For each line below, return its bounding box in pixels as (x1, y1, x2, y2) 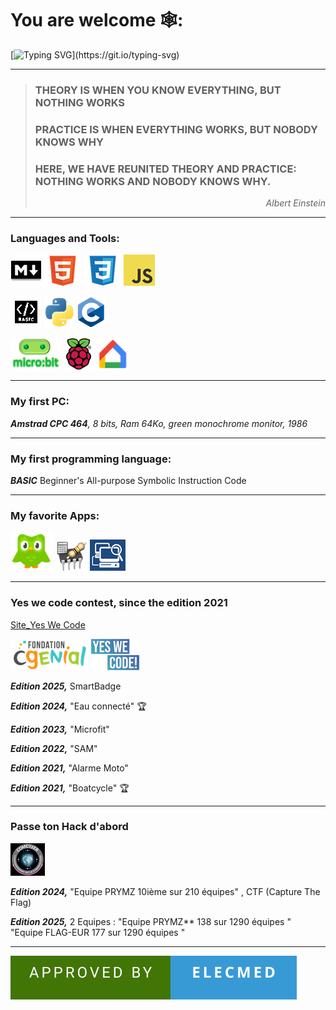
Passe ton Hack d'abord (10, 820, 129, 834)
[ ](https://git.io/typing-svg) (10, 48, 180, 61)
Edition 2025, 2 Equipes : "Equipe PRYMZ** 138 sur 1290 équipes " (10, 915, 292, 927)
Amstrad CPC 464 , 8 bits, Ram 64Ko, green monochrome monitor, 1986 (10, 417, 308, 429)
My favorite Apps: (10, 508, 100, 522)
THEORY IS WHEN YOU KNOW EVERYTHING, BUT (34, 83, 282, 97)
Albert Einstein (265, 197, 326, 209)
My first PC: (10, 395, 70, 409)
